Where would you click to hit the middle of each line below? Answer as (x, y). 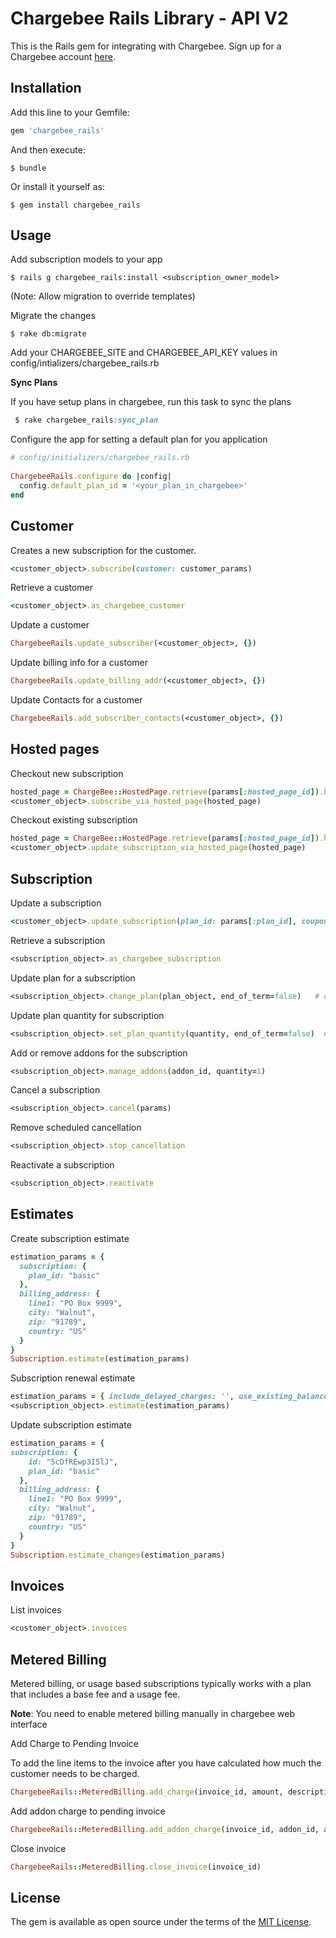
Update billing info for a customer (79, 663)
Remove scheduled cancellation (76, 1128)
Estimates (42, 1214)
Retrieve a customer (51, 588)
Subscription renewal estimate (73, 1378)
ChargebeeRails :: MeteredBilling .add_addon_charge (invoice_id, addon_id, (165, 1829)
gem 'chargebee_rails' (57, 130)
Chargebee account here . (63, 56)
